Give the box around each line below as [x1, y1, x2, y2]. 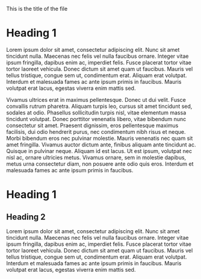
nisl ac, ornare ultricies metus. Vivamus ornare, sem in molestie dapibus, [6, 154, 187, 161]
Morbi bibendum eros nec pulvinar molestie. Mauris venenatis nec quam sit [6, 134, 193, 142]
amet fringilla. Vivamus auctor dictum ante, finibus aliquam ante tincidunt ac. [6, 141, 196, 148]
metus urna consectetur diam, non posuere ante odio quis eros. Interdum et [6, 160, 194, 168]
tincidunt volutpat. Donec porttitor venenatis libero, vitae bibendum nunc [6, 115, 187, 122]
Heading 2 [6, 212, 46, 222]
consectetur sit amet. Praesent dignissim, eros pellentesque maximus [6, 122, 179, 129]
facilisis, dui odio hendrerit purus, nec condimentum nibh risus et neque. [6, 128, 186, 135]
